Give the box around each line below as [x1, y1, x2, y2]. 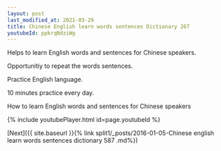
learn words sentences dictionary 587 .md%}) [7, 136, 138, 145]
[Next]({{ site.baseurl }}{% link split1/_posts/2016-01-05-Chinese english [7, 129, 215, 137]
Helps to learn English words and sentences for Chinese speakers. [7, 48, 197, 57]
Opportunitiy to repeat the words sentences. [7, 62, 133, 70]
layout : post [7, 10, 45, 17]
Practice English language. [7, 75, 83, 84]
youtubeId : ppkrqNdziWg [7, 29, 76, 37]
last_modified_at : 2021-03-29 [7, 17, 95, 24]
